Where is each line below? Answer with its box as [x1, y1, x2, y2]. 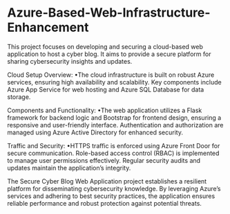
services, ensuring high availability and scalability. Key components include [7, 78, 222, 86]
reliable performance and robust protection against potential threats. [7, 199, 202, 207]
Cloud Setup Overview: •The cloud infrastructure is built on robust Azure [7, 71, 215, 79]
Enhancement [7, 19, 89, 35]
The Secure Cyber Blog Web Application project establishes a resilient [7, 177, 207, 185]
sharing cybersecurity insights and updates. [7, 57, 133, 65]
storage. [7, 92, 31, 101]
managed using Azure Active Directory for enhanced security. [7, 128, 183, 136]
